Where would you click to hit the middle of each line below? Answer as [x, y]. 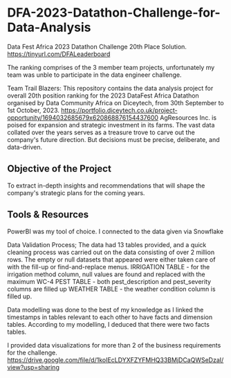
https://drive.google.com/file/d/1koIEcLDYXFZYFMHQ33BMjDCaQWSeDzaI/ [115, 360]
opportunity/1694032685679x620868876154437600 [83, 117]
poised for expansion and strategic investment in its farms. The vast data [111, 125]
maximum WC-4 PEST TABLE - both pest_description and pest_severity [109, 281]
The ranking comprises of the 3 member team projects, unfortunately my [111, 67]
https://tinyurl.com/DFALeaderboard [59, 54]
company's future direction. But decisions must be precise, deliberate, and [113, 139]
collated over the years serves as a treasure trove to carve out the [101, 132]
